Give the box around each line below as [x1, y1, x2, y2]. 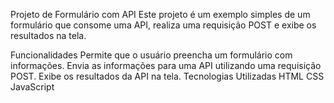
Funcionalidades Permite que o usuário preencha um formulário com [10, 49, 293, 61]
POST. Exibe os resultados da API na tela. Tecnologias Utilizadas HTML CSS [10, 70, 325, 82]
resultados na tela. [10, 30, 87, 41]
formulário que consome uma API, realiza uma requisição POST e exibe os [10, 19, 317, 31]
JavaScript [10, 81, 55, 93]
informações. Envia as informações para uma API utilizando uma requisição [10, 60, 322, 71]
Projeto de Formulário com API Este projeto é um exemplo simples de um [10, 9, 311, 20]
